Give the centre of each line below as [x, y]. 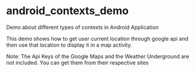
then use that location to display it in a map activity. [69, 45]
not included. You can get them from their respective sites [78, 63]
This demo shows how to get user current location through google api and [97, 38]
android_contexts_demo [68, 11]
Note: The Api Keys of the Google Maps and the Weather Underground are [98, 56]
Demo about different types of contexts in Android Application [83, 27]
